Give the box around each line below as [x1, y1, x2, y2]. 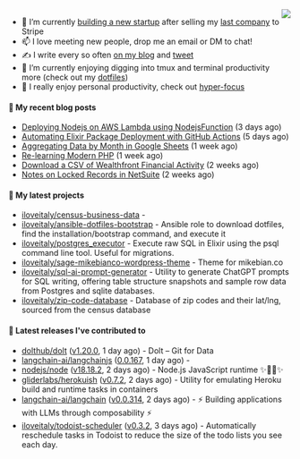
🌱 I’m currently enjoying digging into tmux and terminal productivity [21, 63, 270, 72]
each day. [21, 438, 58, 450]
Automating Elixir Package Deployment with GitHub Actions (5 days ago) [21, 132, 289, 142]
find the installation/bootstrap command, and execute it [21, 228, 226, 240]
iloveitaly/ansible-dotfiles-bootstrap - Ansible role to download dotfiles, [21, 219, 285, 230]
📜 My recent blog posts [8, 102, 97, 113]
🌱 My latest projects [8, 190, 84, 200]
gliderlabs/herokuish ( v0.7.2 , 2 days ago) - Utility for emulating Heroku [21, 374, 282, 385]
